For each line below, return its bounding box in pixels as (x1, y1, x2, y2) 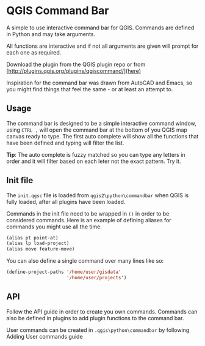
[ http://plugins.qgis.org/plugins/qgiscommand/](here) (6, 67, 142, 74)
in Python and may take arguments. (6, 30, 96, 37)
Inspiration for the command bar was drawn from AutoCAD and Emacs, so (6, 79, 193, 86)
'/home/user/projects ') (66, 275, 127, 281)
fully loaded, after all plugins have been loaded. (6, 198, 126, 205)
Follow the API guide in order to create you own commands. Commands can (6, 307, 198, 315)
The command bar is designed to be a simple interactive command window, (6, 119, 196, 127)
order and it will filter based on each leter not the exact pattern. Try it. (6, 157, 181, 165)
